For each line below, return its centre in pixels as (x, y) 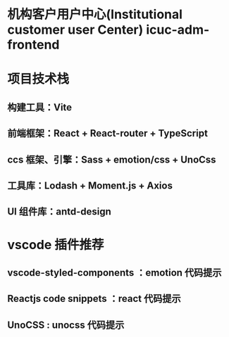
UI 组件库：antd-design (59, 212)
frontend (33, 45)
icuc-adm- (178, 30)
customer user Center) (75, 30)
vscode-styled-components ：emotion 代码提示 (114, 273)
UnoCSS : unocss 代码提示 (66, 325)
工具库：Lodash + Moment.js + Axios (90, 185)
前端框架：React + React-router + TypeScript (107, 133)
